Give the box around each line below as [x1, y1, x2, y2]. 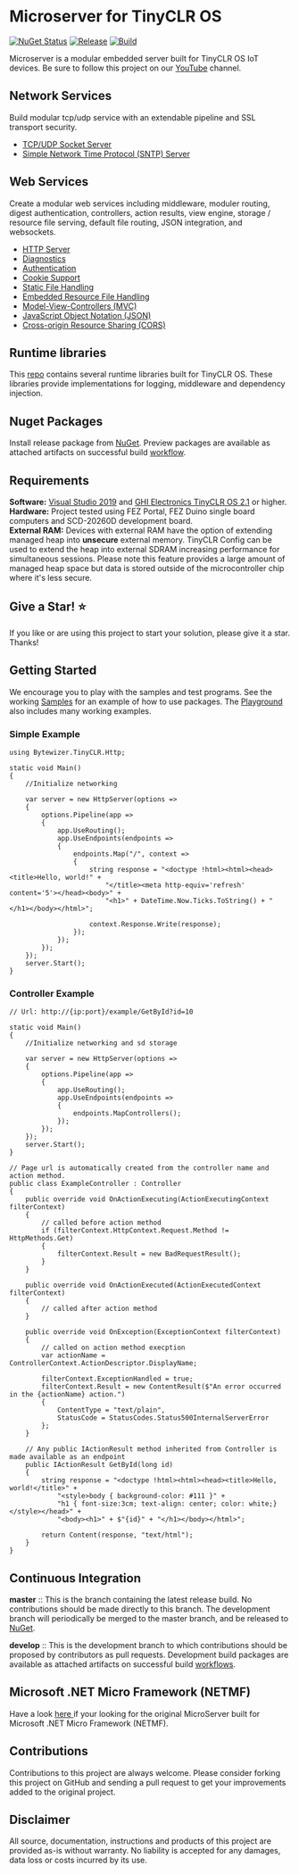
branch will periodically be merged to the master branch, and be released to [9, 1613, 288, 1624]
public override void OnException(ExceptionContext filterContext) [25, 1328, 281, 1337]
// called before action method [41, 1218, 162, 1228]
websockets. [9, 226, 56, 237]
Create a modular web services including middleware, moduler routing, [9, 198, 270, 209]
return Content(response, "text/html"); [41, 1530, 194, 1540]
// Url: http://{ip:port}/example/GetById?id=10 [9, 1007, 194, 1016]
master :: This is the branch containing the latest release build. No [9, 1595, 253, 1605]
